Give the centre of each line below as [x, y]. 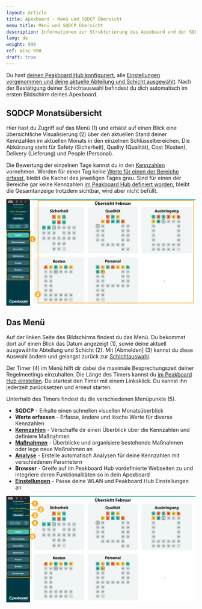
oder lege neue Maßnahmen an [54, 449]
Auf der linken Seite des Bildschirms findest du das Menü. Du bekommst [96, 337]
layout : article [26, 13]
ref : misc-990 [24, 51]
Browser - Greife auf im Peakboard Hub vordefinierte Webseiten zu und [104, 468]
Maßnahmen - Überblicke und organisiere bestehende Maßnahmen [99, 442]
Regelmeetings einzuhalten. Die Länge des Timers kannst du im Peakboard [99, 374]
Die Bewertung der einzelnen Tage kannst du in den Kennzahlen [86, 165]
